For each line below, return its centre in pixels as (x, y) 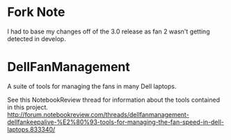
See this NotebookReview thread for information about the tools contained (114, 100)
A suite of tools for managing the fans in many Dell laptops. (92, 86)
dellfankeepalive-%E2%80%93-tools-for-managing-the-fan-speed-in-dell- (115, 122)
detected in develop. (37, 38)
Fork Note (36, 12)
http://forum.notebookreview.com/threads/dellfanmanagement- (98, 114)
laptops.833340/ (31, 129)
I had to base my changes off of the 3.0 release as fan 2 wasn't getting (109, 31)
